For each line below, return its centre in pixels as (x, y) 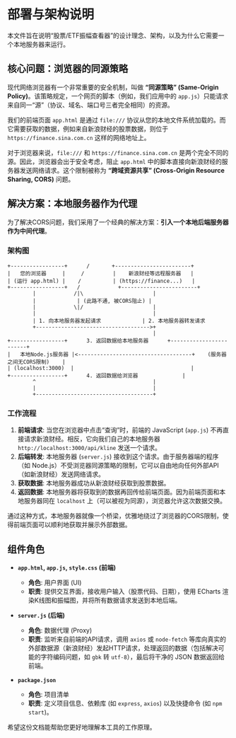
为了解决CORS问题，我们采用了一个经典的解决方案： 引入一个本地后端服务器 (118, 222)
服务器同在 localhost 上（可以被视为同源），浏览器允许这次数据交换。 (125, 501)
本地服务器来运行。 (41, 44)
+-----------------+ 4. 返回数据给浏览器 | (96, 376)
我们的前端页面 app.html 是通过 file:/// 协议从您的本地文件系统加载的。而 (117, 120)
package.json (37, 680)
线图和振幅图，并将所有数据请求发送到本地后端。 (110, 600)
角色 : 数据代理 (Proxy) (60, 630)
